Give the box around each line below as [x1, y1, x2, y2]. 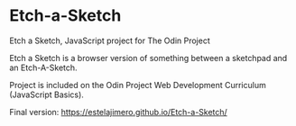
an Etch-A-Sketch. [9, 62, 79, 73]
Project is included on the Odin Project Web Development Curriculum [9, 79, 266, 90]
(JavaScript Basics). [9, 89, 84, 100]
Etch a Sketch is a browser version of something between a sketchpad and [9, 52, 288, 63]
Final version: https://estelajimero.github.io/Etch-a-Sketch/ [9, 106, 227, 117]
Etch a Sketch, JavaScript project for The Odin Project [9, 35, 210, 46]
